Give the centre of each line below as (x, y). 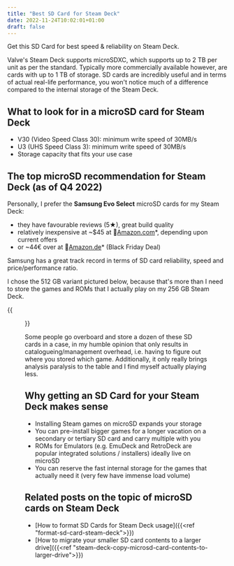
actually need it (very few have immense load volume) (112, 475)
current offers (37, 239)
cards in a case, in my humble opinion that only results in (107, 344)
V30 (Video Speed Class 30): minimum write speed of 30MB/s (107, 140)
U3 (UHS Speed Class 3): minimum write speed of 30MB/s (102, 147)
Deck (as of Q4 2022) (55, 187)
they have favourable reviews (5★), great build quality (95, 225)
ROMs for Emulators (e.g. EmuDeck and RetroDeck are (113, 446)
